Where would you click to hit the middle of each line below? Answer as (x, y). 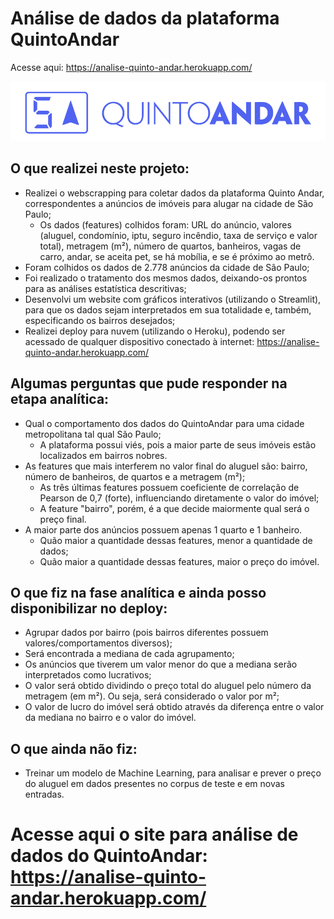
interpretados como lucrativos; (88, 675)
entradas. (44, 794)
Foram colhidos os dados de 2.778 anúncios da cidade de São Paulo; (167, 267)
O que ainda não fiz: (74, 748)
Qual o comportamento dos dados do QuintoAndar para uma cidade (164, 423)
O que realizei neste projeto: (100, 168)
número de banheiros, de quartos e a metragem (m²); (135, 476)
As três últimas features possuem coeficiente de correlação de (169, 487)
